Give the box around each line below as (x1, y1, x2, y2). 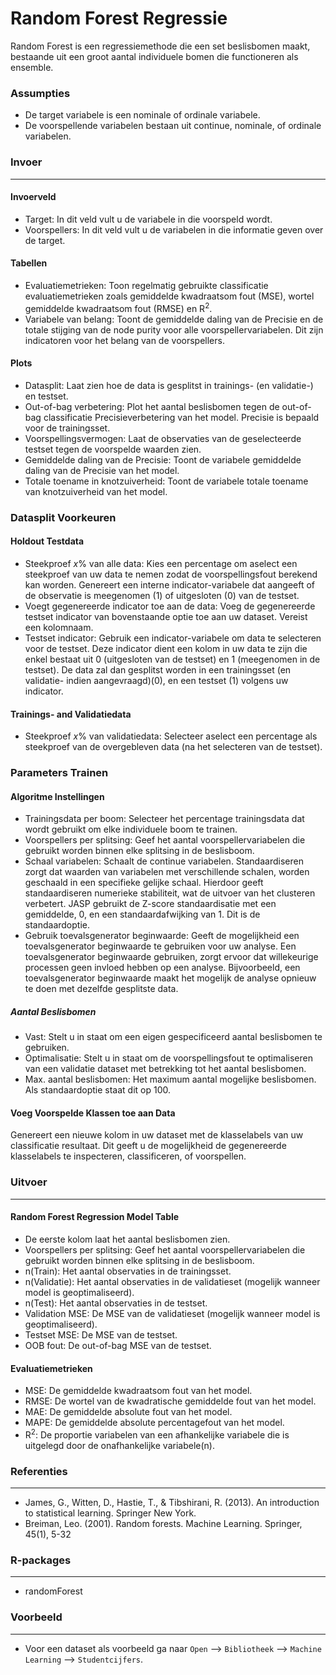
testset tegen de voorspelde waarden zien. (24, 443, 202, 455)
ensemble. (10, 61, 54, 73)
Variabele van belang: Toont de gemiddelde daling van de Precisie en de (24, 313, 324, 325)
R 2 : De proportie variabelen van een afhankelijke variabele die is (24, 1427, 290, 1441)
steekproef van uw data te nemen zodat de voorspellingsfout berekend (24, 568, 318, 580)
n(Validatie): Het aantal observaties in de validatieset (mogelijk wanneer (24, 1275, 321, 1287)
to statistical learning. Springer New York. (24, 1507, 197, 1519)
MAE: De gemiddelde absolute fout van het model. (24, 1406, 233, 1418)
